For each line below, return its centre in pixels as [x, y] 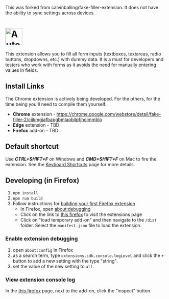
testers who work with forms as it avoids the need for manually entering [81, 65]
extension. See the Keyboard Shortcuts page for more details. [70, 164]
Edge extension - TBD [36, 125]
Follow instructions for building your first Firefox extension [74, 204]
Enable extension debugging [42, 239]
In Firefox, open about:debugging [55, 209]
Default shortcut [32, 146]
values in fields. [22, 70]
